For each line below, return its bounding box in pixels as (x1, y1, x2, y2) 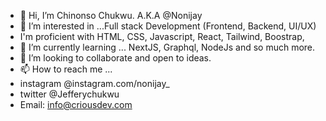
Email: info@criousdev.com (19, 99, 133, 110)
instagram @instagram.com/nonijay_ (19, 78, 170, 89)
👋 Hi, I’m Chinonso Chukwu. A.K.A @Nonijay (19, 10, 203, 21)
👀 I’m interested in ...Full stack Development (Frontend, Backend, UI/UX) (19, 20, 317, 32)
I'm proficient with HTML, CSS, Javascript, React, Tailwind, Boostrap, (19, 31, 305, 42)
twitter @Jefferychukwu (19, 88, 120, 100)
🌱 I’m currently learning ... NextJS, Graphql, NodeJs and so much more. (19, 41, 316, 53)
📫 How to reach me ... (19, 63, 113, 75)
